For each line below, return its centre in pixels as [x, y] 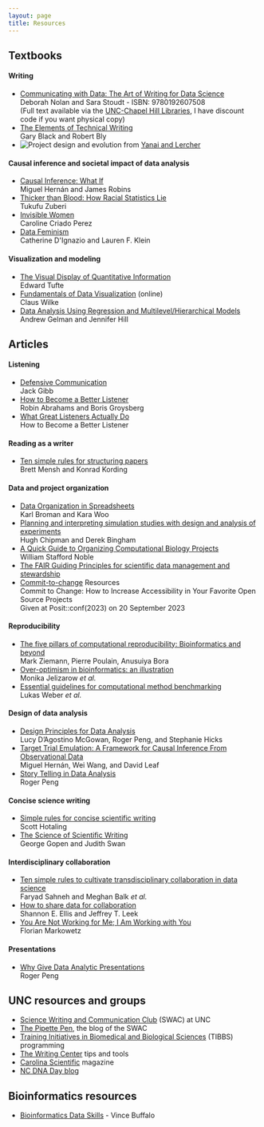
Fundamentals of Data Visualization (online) [91, 294]
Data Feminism [44, 232]
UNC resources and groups [77, 1000]
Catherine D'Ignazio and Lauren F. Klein [85, 240]
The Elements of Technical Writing [76, 128]
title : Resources [37, 23]
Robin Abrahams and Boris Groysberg [82, 408]
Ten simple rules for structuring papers [84, 461]
